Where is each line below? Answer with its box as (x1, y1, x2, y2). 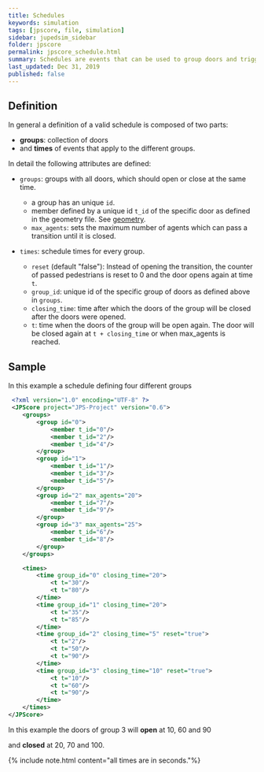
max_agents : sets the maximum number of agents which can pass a (31, 223, 247, 232)
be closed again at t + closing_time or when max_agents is (31, 328, 226, 339)
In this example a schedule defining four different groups (8, 381, 192, 391)
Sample (8, 360, 46, 373)
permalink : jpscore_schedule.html (8, 48, 122, 56)
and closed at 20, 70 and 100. (8, 740, 104, 749)
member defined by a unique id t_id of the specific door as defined (31, 206, 251, 216)
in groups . (31, 295, 63, 305)
